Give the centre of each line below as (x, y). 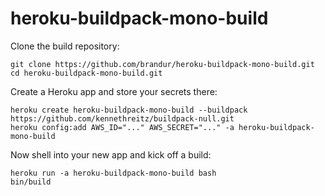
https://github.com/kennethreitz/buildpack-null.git (122, 118)
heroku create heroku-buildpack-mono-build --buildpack (129, 110)
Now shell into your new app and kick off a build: (111, 154)
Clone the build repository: (65, 46)
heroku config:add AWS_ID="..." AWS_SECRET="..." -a (122, 127)
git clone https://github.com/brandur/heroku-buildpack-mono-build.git (162, 64)
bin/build (31, 182)
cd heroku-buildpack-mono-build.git (86, 73)
